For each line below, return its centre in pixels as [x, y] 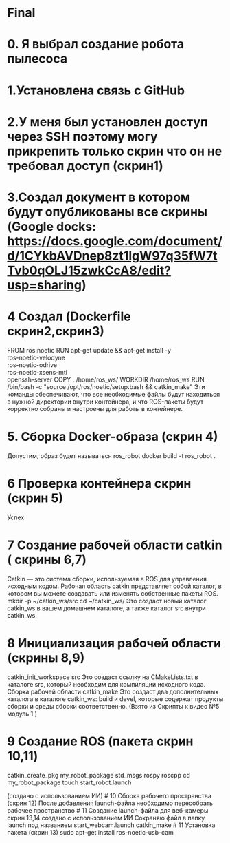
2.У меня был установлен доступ [107, 122]
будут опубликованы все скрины [107, 212]
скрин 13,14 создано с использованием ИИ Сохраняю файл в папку [106, 818]
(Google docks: [52, 226]
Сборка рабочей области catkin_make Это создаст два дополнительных [113, 691]
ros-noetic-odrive [32, 365]
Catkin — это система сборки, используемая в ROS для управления [107, 579]
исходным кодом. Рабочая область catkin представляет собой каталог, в [114, 586]
